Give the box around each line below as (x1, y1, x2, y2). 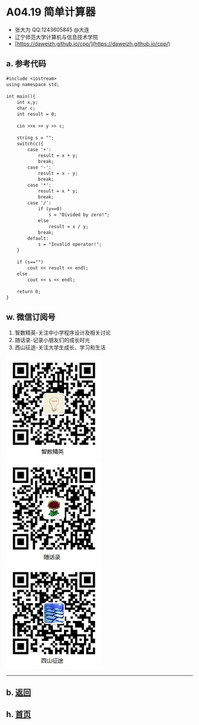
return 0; (17, 288, 41, 295)
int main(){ (6, 93, 36, 99)
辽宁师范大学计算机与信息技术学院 (14, 33, 98, 40)
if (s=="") (17, 259, 44, 265)
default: (27, 235, 49, 241)
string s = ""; (17, 134, 54, 141)
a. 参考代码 (6, 59, 46, 69)
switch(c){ (17, 140, 44, 147)
